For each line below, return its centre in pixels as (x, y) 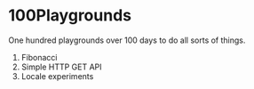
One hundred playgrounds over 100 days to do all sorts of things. (127, 40)
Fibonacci (39, 57)
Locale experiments (57, 76)
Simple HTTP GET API (62, 67)
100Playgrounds (70, 16)
